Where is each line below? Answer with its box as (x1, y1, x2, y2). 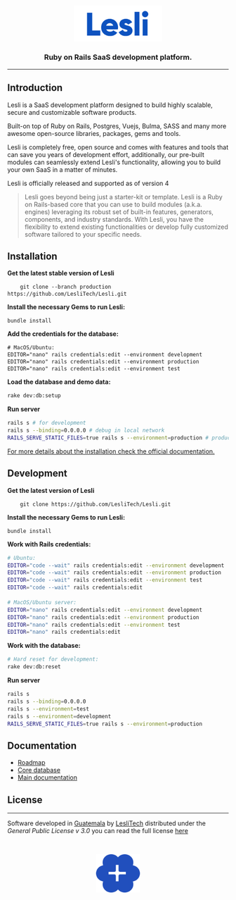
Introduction (7, 82, 63, 94)
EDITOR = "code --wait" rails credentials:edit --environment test (7, 577, 202, 584)
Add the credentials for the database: (7, 330, 119, 338)
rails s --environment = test (7, 705, 90, 713)
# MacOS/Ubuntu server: (7, 599, 77, 606)
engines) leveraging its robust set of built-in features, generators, (24, 207, 214, 216)
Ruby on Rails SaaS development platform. (44, 52, 192, 62)
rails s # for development (7, 420, 86, 427)
